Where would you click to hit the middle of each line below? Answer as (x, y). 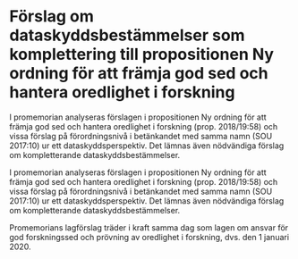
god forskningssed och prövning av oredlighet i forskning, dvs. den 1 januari (149, 237)
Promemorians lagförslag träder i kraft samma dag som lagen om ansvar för (149, 227)
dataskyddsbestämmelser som (127, 35)
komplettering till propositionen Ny (142, 54)
